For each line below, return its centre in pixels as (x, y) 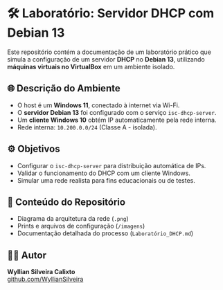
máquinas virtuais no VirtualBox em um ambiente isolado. (91, 66)
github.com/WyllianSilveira (45, 279)
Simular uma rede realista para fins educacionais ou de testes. (106, 180)
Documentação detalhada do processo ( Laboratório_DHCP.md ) (105, 233)
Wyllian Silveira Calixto (41, 272)
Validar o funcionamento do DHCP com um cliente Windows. (104, 173)
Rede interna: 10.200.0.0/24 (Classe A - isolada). (87, 127)
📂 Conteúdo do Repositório (66, 202)
